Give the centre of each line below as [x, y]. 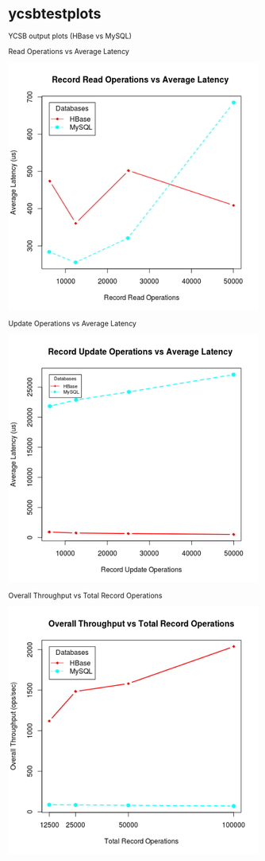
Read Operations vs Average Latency [69, 51]
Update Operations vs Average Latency [73, 323]
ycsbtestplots [55, 14]
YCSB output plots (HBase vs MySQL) [70, 36]
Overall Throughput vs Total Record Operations [85, 595]
